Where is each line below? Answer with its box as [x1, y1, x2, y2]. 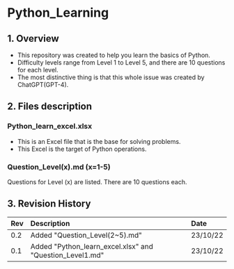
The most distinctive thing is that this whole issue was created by [17, 73, 205, 81]
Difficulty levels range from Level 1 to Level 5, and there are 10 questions [17, 58, 226, 67]
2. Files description [7, 101, 93, 113]
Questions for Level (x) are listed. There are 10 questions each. [7, 177, 187, 186]
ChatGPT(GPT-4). [17, 81, 69, 88]
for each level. [17, 66, 59, 74]
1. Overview [7, 33, 59, 44]
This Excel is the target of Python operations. [17, 145, 147, 153]
